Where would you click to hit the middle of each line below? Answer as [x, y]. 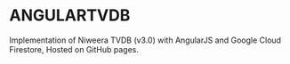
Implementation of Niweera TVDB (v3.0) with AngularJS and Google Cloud [145, 40]
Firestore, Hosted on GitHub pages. [74, 49]
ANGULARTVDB [70, 16]
